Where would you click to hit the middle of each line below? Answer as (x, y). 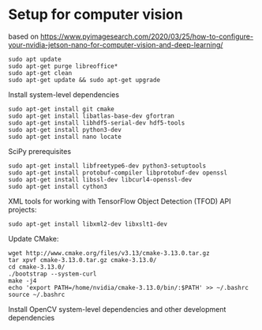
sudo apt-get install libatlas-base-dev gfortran (92, 116)
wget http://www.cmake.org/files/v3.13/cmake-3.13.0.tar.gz (109, 253)
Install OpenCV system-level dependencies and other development (117, 309)
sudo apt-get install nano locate (65, 137)
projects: (22, 209)
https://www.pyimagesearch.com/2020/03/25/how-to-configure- (147, 36)
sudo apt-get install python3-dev (65, 129)
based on (24, 36)
